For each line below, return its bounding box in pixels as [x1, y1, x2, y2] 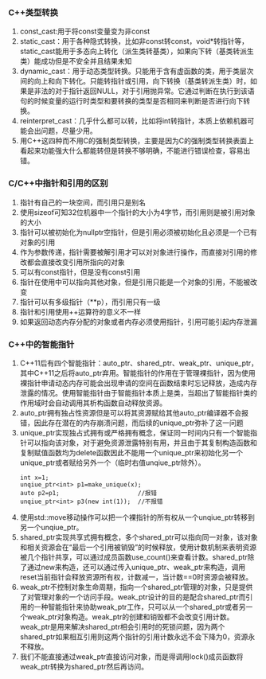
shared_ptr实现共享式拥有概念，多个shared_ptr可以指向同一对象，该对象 [19, 532, 258, 542]
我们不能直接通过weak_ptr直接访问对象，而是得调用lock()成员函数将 [19, 651, 244, 661]
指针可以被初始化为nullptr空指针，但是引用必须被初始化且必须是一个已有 [19, 227, 257, 236]
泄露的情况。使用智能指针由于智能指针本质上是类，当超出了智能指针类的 [19, 388, 257, 397]
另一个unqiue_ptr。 [19, 522, 84, 532]
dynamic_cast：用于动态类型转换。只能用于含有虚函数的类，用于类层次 [19, 66, 254, 76]
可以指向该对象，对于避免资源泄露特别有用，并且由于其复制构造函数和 [26, 438, 257, 447]
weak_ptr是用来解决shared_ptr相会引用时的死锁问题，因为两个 [19, 622, 225, 631]
